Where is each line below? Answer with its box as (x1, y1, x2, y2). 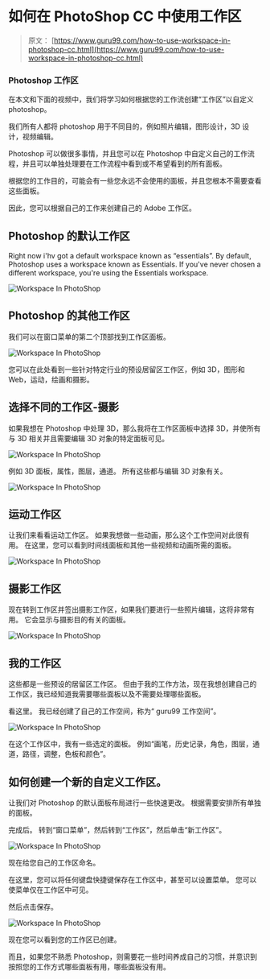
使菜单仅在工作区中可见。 (8, 885, 93, 894)
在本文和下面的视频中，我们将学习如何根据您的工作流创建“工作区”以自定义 (8, 94, 255, 105)
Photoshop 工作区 (8, 74, 79, 85)
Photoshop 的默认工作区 (8, 229, 130, 242)
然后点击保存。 (8, 902, 58, 911)
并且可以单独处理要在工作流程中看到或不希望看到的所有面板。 (22, 159, 227, 169)
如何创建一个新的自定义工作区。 (8, 775, 167, 789)
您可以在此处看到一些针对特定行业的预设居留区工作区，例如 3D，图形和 (8, 364, 245, 374)
